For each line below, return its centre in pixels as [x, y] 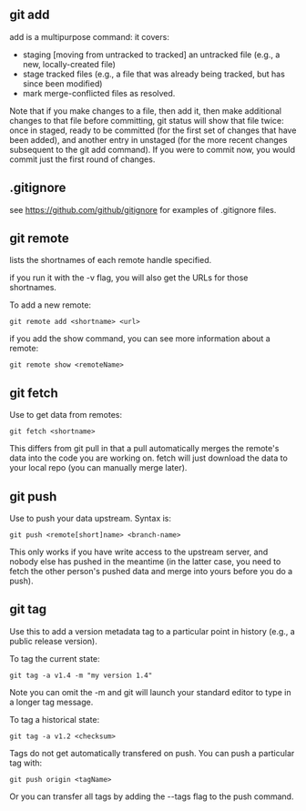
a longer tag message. [51, 702]
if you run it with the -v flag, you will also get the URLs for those [129, 278]
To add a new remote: [51, 305]
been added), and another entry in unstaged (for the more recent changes [148, 139]
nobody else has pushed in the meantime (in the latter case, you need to [145, 562]
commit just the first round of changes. [82, 159]
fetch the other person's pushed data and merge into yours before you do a [151, 572]
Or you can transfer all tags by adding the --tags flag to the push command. [152, 796]
